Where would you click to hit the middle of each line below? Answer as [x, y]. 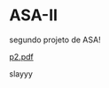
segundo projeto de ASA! [55, 40]
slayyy [21, 73]
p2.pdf [21, 56]
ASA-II [34, 15]
